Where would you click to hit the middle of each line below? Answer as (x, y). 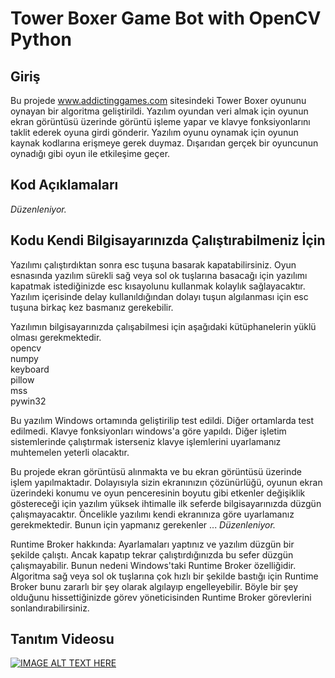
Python (41, 39)
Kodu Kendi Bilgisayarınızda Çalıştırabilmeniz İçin (168, 240)
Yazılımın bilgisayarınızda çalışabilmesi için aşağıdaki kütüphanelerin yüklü (163, 326)
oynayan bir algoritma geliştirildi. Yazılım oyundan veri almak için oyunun (159, 111)
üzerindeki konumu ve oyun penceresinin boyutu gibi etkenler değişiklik (158, 493)
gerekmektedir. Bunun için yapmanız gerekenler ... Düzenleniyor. (143, 524)
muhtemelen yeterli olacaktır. (70, 452)
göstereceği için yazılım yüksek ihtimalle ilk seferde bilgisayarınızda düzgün (166, 503)
